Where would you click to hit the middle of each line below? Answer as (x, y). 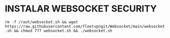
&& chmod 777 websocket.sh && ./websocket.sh (63, 30)
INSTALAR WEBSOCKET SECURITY (81, 9)
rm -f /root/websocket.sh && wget (42, 22)
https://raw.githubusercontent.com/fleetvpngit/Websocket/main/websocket (85, 26)
